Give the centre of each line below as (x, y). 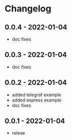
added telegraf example (36, 94)
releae (18, 133)
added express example (37, 100)
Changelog (28, 9)
